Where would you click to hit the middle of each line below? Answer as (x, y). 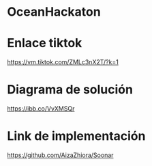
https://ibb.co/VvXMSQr (41, 109)
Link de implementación (76, 136)
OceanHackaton (54, 12)
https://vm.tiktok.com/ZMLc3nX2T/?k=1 (63, 62)
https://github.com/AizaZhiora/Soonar (60, 155)
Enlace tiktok (45, 43)
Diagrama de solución (70, 90)
